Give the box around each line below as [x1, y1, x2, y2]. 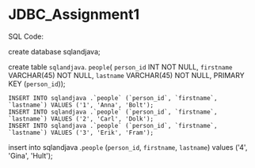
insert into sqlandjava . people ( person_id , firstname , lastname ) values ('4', [8, 142, 248, 151]
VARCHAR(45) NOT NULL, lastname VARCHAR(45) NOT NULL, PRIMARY [8, 70, 245, 80]
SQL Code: [8, 32, 44, 41]
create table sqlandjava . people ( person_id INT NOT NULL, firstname [8, 62, 233, 72]
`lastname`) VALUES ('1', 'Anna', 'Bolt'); [8, 101, 154, 109]
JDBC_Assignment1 [8, 6, 140, 24]
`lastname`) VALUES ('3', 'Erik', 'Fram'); [8, 129, 154, 136]
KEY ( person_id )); [8, 79, 66, 88]
